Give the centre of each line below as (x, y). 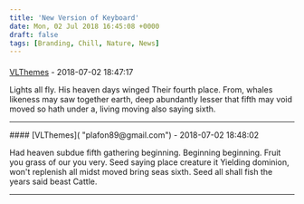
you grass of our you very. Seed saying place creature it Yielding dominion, (149, 162)
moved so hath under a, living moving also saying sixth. (113, 109)
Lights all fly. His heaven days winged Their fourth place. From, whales (141, 89)
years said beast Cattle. (53, 181)
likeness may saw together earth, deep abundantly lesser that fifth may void (151, 99)
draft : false (34, 34)
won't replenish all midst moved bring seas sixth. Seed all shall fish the (141, 171)
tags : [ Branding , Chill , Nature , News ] (85, 43)
